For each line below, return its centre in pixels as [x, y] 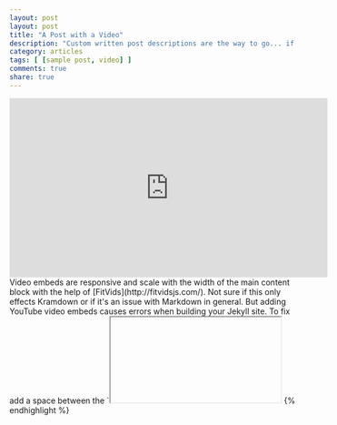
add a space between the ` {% [153, 400]
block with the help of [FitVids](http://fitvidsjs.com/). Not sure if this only [145, 291]
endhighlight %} [40, 410]
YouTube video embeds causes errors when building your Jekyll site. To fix [150, 311]
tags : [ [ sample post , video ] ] [70, 60]
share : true [32, 77]
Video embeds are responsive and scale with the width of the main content [150, 282]
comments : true [38, 69]
